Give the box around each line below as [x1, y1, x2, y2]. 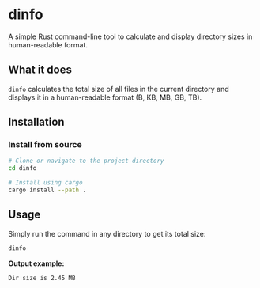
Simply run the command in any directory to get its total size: [8, 229, 206, 238]
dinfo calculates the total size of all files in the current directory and [8, 84, 229, 93]
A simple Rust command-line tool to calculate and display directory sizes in [8, 32, 253, 41]
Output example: [8, 259, 65, 268]
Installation [8, 116, 65, 129]
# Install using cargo [8, 179, 83, 187]
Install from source [8, 139, 82, 150]
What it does [8, 63, 73, 77]
